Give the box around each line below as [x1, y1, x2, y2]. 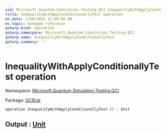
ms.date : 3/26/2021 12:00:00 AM [5, 16, 72, 21]
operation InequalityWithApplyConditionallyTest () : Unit [5, 107, 130, 112]
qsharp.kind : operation [5, 26, 55, 31]
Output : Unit [5, 120, 46, 129]
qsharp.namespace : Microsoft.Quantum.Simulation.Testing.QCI [5, 30, 135, 35]
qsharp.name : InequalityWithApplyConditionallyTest [5, 35, 114, 40]
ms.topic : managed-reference [5, 21, 66, 26]
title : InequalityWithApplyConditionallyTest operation [5, 12, 123, 17]
